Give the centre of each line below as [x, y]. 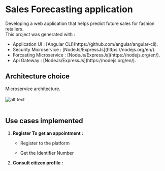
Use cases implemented [44, 121]
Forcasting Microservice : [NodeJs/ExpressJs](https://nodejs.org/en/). [86, 55]
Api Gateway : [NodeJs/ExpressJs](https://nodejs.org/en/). [74, 60]
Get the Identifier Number [47, 153]
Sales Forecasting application [69, 9]
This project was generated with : [40, 34]
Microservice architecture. [33, 89]
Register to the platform [45, 143]
